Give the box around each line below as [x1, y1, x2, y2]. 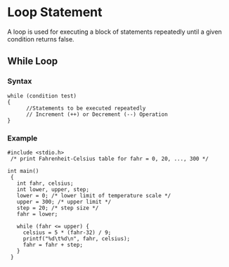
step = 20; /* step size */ [16, 204, 99, 211]
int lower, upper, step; [16, 185, 90, 193]
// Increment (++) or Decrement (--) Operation [25, 110, 169, 118]
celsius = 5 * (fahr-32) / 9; [22, 229, 112, 236]
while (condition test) [7, 92, 77, 99]
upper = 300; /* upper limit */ [16, 198, 112, 205]
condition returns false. [7, 34, 75, 43]
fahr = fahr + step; [22, 241, 83, 248]
